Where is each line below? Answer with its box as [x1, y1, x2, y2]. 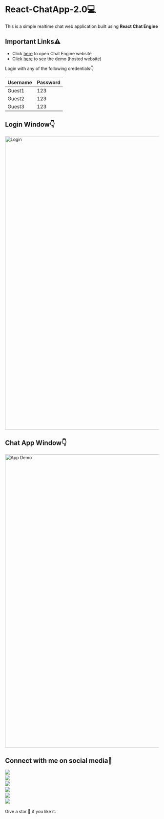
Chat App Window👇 [5, 439, 67, 447]
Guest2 [7, 95, 24, 102]
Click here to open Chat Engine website [12, 50, 92, 56]
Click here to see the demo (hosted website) [12, 56, 102, 62]
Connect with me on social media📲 [5, 756, 113, 765]
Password [37, 79, 61, 86]
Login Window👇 [5, 120, 55, 129]
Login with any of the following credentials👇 [5, 66, 94, 71]
